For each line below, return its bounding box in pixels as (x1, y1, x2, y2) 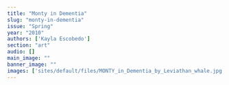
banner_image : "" (7, 61, 57, 68)
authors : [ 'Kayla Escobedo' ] (7, 36, 91, 42)
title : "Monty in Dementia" (7, 10, 88, 17)
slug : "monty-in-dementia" (7, 16, 84, 23)
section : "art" (7, 42, 51, 49)
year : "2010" (7, 29, 45, 36)
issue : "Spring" (7, 23, 53, 29)
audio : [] (7, 49, 36, 56)
